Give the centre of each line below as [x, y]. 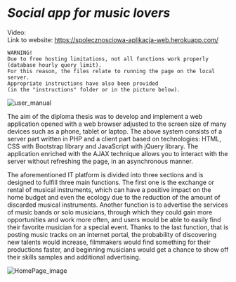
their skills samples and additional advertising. [74, 257]
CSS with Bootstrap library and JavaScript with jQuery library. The [103, 146]
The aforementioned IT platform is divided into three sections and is [105, 174]
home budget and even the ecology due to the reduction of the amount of [114, 197]
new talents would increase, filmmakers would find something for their [109, 242]
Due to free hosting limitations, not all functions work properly [108, 59]
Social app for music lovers [89, 13]
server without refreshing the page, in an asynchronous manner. [100, 161]
